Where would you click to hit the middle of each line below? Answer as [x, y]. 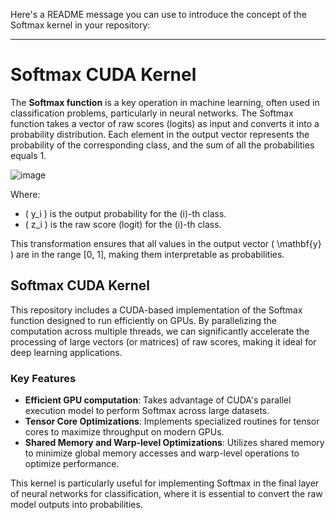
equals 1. [28, 155]
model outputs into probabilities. [76, 505]
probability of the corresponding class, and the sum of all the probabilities [162, 145]
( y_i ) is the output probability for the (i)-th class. [125, 213]
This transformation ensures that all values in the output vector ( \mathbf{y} [166, 243]
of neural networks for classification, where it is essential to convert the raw [166, 494]
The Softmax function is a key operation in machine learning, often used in [165, 102]
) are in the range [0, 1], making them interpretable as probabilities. [147, 254]
